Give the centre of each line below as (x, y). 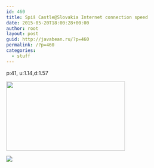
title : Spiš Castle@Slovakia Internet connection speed (77, 17)
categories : (21, 51)
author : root (22, 28)
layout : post (22, 34)
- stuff (21, 56)
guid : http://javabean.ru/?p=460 (48, 39)
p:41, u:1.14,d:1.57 (27, 73)
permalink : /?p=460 (30, 45)
